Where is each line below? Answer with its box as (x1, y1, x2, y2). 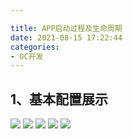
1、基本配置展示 (10, 91, 109, 108)
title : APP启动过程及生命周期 (10, 23, 123, 33)
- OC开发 (10, 51, 44, 61)
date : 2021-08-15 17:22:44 (10, 32, 123, 43)
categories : (10, 42, 60, 52)
